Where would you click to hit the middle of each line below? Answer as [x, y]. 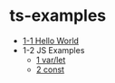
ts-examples [58, 16]
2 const [50, 69]
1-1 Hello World [51, 41]
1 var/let [51, 60]
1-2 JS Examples [53, 50]
